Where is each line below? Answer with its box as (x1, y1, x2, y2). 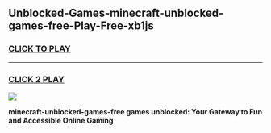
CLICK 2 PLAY (8, 73, 65, 85)
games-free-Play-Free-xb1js (8, 19, 155, 33)
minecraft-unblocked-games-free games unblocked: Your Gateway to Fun (8, 106, 263, 116)
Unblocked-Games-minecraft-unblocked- (8, 6, 224, 20)
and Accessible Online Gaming (8, 115, 114, 125)
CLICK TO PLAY (8, 44, 71, 55)
